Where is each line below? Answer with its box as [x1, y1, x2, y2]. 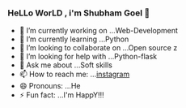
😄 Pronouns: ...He [19, 81, 81, 91]
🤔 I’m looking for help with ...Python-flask [19, 52, 158, 62]
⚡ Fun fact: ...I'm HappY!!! [19, 90, 104, 100]
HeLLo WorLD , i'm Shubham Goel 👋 [7, 7, 150, 19]
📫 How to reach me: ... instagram [19, 69, 130, 80]
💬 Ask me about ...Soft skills [19, 60, 112, 70]
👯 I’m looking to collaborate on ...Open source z [19, 43, 178, 53]
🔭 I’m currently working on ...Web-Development [19, 26, 179, 36]
